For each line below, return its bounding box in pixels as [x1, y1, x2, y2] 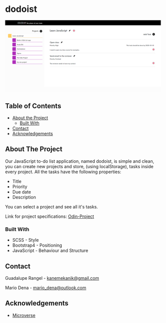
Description [12, 194, 36, 200]
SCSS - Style [12, 237, 39, 243]
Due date [12, 189, 31, 194]
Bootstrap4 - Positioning [12, 242, 63, 249]
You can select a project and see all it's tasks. [5, 203, 98, 209]
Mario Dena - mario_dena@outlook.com [5, 285, 86, 291]
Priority [12, 184, 28, 190]
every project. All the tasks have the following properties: [5, 169, 122, 175]
